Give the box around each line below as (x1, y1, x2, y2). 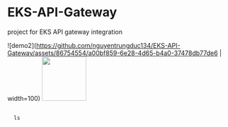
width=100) (7, 94, 41, 102)
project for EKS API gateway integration (7, 28, 122, 36)
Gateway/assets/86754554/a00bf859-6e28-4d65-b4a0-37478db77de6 (7, 49, 218, 57)
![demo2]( (7, 41, 37, 49)
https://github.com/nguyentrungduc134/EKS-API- (36, 41, 181, 49)
